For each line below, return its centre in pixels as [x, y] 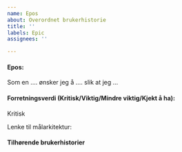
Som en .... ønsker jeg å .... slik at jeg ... [63, 83]
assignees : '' [28, 39]
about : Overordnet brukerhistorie [57, 20]
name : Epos [23, 13]
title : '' [21, 26]
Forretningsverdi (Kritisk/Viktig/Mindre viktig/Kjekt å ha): [91, 98]
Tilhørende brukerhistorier [46, 142]
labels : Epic [26, 33]
